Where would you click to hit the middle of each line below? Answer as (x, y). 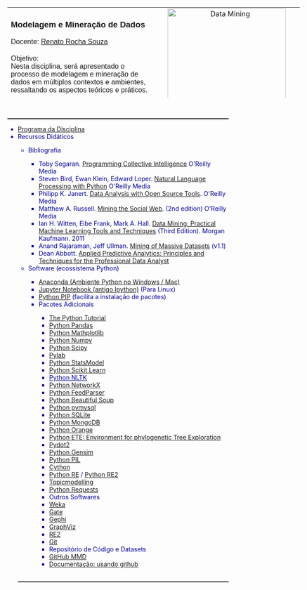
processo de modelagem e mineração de (74, 74)
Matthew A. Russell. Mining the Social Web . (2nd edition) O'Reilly (132, 209)
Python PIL (65, 460)
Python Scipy (68, 348)
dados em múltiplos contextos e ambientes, (78, 82)
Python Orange (71, 430)
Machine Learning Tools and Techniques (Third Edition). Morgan (131, 231)
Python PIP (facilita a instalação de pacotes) (102, 297)
